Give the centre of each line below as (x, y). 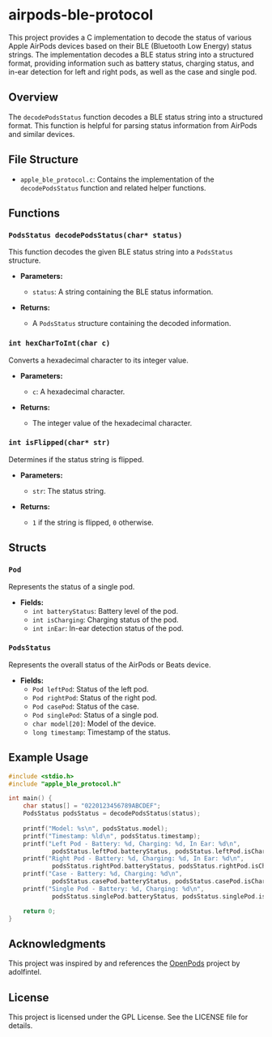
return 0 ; (40, 911)
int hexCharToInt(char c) (59, 343)
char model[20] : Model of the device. (94, 723)
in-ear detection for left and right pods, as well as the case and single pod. (133, 71)
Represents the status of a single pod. (72, 586)
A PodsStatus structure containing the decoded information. (132, 324)
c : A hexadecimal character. (79, 392)
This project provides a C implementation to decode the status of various (130, 37)
